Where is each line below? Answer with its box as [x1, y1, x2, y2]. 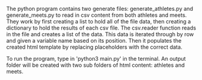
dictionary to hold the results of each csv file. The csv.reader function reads [6, 24, 197, 31]
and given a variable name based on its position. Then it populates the [6, 37, 182, 44]
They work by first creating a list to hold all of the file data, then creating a [6, 18, 191, 25]
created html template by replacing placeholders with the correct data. [6, 43, 183, 51]
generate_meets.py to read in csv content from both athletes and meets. [6, 11, 187, 19]
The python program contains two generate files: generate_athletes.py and [6, 5, 194, 12]
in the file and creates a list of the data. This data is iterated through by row [6, 31, 194, 38]
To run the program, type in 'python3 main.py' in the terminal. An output [6, 55, 186, 62]
